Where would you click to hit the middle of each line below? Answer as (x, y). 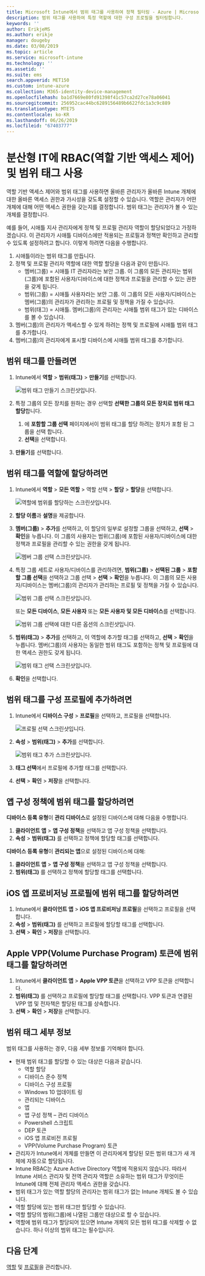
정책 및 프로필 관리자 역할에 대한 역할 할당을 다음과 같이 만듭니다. (92, 263)
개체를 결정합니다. (28, 214)
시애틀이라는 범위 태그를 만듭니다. (55, 256)
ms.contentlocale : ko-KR (38, 115)
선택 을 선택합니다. (45, 439)
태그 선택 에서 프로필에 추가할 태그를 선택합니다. (71, 768)
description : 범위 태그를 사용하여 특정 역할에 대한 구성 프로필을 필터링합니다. (95, 18)
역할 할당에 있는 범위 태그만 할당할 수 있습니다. (70, 1207)
